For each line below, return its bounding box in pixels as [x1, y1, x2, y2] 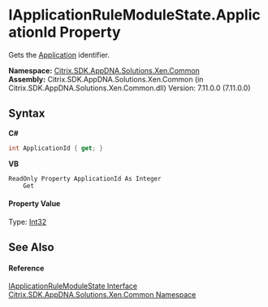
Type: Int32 [8, 217, 47, 226]
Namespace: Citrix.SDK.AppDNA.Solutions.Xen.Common [8, 65, 201, 75]
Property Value [8, 199, 61, 208]
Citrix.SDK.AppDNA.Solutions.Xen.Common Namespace [8, 290, 197, 300]
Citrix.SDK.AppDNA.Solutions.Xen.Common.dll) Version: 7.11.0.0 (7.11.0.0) [8, 83, 251, 93]
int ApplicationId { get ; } [8, 144, 104, 152]
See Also [8, 240, 54, 254]
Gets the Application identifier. [8, 50, 110, 59]
